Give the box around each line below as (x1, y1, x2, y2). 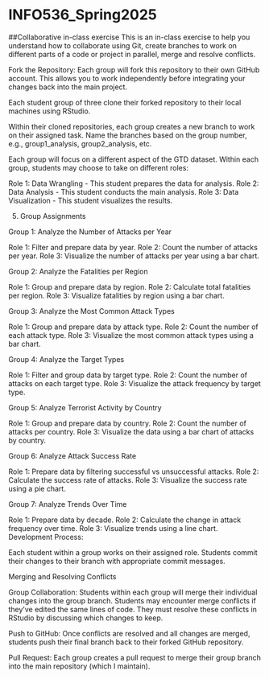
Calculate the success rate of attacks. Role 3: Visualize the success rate (8, 475, 247, 484)
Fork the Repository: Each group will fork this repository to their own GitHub (8, 64, 260, 74)
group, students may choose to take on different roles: (8, 163, 189, 172)
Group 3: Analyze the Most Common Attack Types (8, 306, 175, 315)
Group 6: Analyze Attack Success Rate (8, 451, 137, 460)
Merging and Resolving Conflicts (8, 571, 117, 581)
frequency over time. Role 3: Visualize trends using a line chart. (8, 523, 218, 533)
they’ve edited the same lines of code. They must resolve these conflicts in (8, 604, 258, 614)
